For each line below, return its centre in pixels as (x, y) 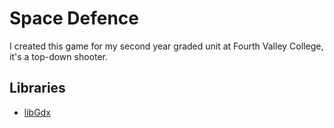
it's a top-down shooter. (59, 56)
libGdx (37, 112)
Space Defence (74, 18)
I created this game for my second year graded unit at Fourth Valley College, (166, 46)
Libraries (37, 88)
